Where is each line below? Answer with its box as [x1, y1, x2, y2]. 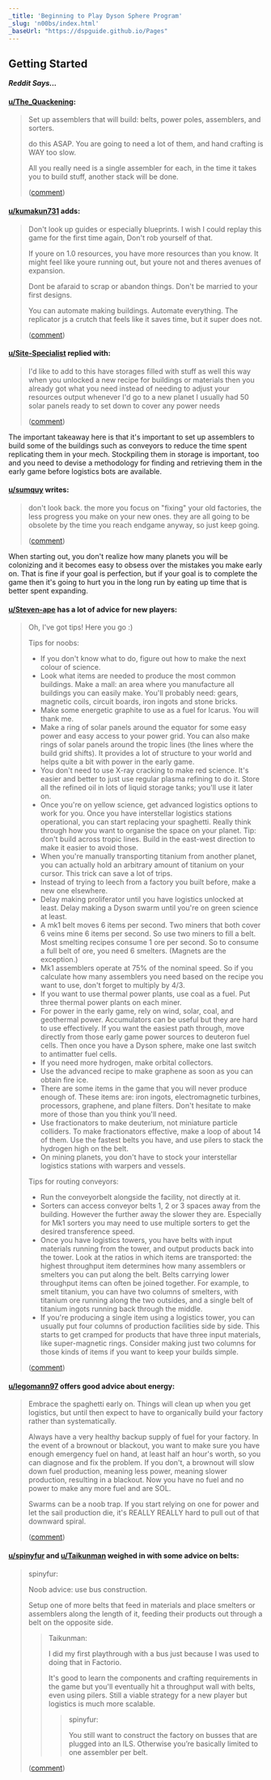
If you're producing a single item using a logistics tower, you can [40, 1312, 256, 1323]
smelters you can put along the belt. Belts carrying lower [40, 1269, 230, 1279]
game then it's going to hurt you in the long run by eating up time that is [8, 578, 248, 587]
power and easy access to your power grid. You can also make [40, 731, 250, 741]
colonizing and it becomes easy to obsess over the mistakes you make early [8, 560, 263, 570]
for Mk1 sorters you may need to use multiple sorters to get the [40, 1218, 251, 1228]
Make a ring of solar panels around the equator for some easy [40, 723, 247, 732]
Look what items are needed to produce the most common [40, 671, 236, 680]
